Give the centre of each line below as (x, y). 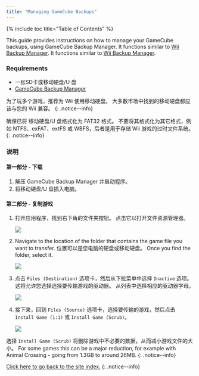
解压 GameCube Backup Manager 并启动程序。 (73, 182)
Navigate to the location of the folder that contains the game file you (99, 241)
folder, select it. (34, 255)
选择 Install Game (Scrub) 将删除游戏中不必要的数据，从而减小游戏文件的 (97, 341)
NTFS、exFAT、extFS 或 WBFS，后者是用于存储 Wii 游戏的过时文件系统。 (103, 128)
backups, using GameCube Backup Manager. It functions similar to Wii (93, 46)
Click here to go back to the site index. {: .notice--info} (73, 366)
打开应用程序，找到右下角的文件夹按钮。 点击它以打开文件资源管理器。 (102, 218)
